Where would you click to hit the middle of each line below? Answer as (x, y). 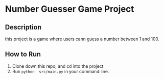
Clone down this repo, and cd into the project (58, 66)
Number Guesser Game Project (70, 9)
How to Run (23, 54)
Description (23, 27)
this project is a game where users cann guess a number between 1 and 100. (82, 39)
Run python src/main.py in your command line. (60, 71)
